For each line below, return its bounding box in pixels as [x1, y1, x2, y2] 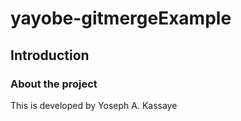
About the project [10, 77, 98, 91]
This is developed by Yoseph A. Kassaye [10, 99, 178, 111]
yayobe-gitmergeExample [10, 7, 232, 30]
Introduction [10, 47, 90, 64]
